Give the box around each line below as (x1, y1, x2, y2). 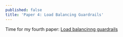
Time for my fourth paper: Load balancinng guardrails (5, 26, 118, 32)
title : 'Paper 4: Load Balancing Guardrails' (5, 12, 104, 17)
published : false (5, 7, 42, 13)
